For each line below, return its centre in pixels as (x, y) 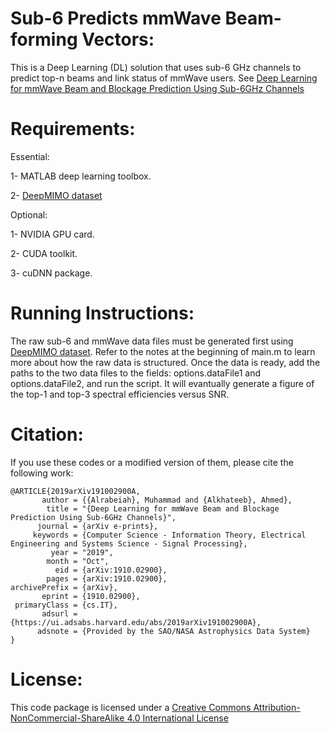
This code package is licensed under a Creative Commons (131, 707)
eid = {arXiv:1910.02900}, (111, 570)
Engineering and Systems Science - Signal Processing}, (129, 543)
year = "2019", (82, 552)
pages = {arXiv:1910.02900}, (107, 578)
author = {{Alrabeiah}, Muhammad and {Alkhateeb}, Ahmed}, (167, 500)
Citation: (47, 434)
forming (44, 39)
